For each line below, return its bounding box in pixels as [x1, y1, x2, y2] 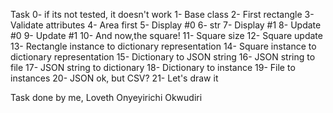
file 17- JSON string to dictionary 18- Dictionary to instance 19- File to [10, 62, 296, 73]
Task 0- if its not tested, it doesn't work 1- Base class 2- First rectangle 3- [10, 9, 315, 20]
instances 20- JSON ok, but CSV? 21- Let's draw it [10, 72, 219, 84]
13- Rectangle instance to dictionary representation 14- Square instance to [10, 40, 317, 52]
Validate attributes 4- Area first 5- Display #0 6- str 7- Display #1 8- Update [10, 19, 322, 31]
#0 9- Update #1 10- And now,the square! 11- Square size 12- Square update [10, 30, 323, 41]
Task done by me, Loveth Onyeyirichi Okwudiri [10, 92, 203, 103]
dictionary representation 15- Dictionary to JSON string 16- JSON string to [10, 51, 316, 63]
